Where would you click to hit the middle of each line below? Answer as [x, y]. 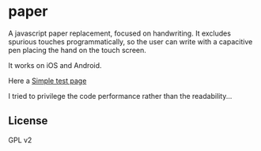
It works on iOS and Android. [55, 65]
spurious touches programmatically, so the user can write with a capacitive [130, 41]
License [28, 121]
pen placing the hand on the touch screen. [77, 50]
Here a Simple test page [47, 81]
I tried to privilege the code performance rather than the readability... [120, 96]
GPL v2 [20, 140]
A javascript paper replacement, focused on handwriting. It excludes [120, 33]
